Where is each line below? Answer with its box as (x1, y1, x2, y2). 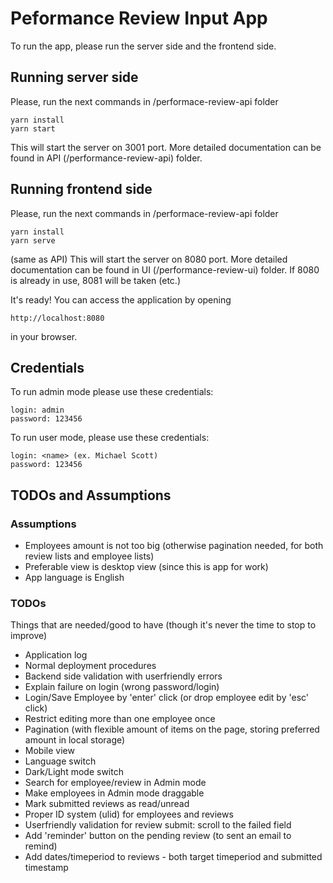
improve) (10, 630, 48, 642)
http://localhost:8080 (10, 313, 105, 323)
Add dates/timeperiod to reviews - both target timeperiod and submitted (24, 851, 323, 863)
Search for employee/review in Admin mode (24, 777, 207, 789)
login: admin (10, 405, 65, 416)
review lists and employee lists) (24, 550, 155, 562)
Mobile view (24, 745, 75, 757)
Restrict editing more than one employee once (24, 713, 216, 725)
